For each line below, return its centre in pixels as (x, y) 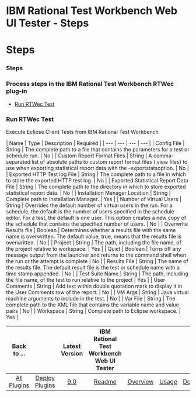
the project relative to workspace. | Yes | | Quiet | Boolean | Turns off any (94, 248)
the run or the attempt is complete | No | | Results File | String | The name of (97, 261)
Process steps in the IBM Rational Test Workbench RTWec (90, 84)
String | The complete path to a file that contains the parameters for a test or (98, 149)
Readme (105, 381)
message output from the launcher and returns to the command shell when (96, 255)
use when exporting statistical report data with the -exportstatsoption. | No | (98, 168)
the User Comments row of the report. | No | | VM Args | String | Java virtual (97, 292)
